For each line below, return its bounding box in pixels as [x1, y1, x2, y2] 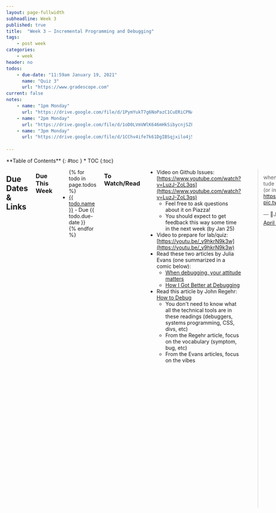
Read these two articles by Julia [156, 250, 234, 257]
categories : [6, 47, 35, 53]
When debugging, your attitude [165, 269, 241, 276]
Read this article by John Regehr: [156, 288, 238, 295]
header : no [6, 59, 33, 65]
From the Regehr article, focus [165, 332, 239, 339]
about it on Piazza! [165, 207, 211, 213]
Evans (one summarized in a [156, 257, 226, 263]
